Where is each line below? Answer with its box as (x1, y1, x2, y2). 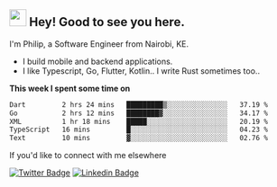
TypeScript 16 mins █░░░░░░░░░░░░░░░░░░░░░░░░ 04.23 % (9, 125, 269, 135)
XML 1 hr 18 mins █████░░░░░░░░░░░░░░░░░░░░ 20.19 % (9, 117, 269, 126)
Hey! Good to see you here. (28, 14, 185, 30)
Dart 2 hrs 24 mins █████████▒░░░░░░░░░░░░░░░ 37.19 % (9, 100, 269, 109)
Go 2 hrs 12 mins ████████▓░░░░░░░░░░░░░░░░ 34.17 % (9, 109, 269, 118)
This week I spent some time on (9, 83, 131, 93)
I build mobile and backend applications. (22, 56, 173, 67)
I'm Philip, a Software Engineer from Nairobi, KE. (9, 38, 189, 49)
